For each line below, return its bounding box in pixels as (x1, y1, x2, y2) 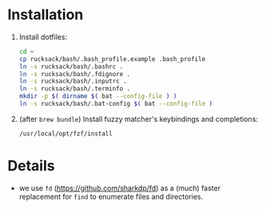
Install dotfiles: (18, 32, 68, 42)
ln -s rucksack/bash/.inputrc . (18, 78, 127, 86)
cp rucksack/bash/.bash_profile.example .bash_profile (18, 54, 206, 63)
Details (7, 157, 55, 175)
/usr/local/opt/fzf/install (18, 130, 113, 138)
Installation (7, 6, 84, 24)
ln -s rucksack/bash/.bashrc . (18, 62, 124, 70)
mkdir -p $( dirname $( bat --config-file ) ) (18, 92, 177, 101)
